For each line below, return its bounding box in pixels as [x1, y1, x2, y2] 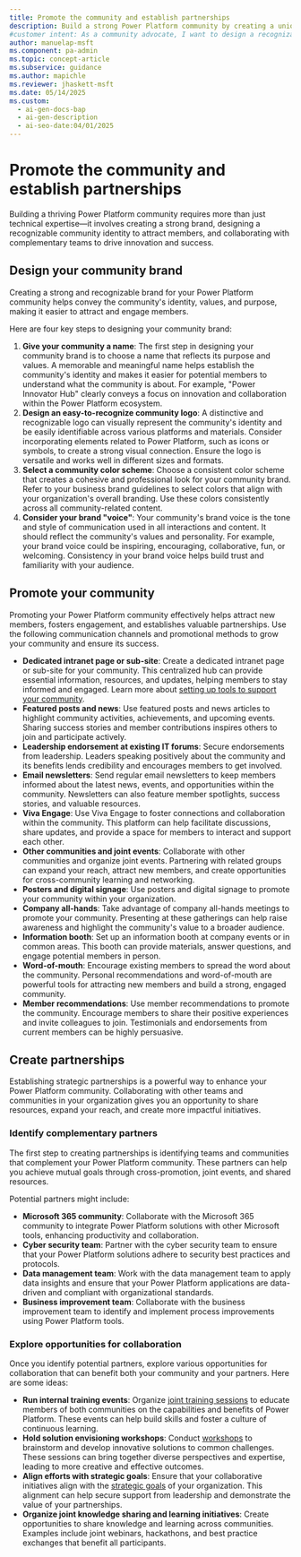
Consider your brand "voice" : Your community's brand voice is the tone [21, 512, 291, 522]
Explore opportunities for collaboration [9, 1338, 182, 1350]
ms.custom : [9, 96, 50, 106]
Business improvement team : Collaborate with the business [21, 1296, 246, 1307]
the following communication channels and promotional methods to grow [9, 628, 279, 639]
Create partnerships [9, 1052, 125, 1067]
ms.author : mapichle [9, 72, 87, 81]
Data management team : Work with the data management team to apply [21, 1268, 291, 1278]
